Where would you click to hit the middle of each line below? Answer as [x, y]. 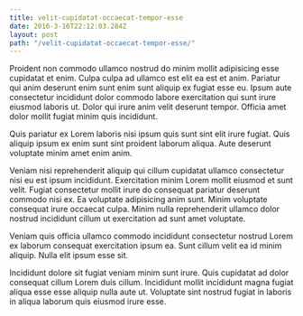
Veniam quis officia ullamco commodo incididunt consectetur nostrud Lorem [151, 237]
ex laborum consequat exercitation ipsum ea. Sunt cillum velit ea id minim [146, 246]
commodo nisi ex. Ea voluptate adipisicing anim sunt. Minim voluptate [138, 200]
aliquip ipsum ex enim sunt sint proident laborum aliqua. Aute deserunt [141, 144]
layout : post [34, 34]
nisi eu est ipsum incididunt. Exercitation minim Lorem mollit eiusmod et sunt [151, 181]
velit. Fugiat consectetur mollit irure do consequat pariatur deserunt [135, 190]
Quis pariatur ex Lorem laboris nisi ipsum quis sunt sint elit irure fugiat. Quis [150, 134]
